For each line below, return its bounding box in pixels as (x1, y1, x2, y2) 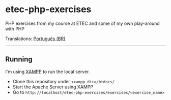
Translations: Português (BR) (5, 36, 66, 42)
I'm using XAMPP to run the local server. (5, 69, 90, 75)
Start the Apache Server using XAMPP (12, 84, 94, 90)
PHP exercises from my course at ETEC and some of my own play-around (5, 20, 160, 26)
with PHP (5, 25, 24, 31)
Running (5, 55, 33, 64)
